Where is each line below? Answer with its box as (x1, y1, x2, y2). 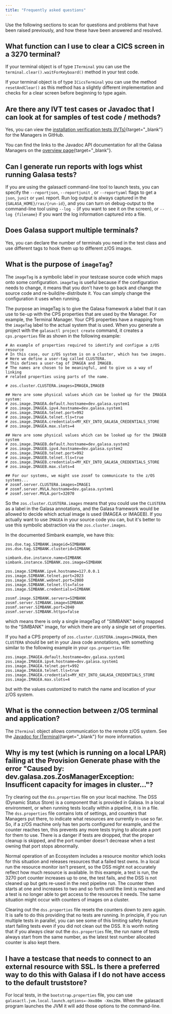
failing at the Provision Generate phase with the (5, 756, 161, 765)
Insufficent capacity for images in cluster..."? (5, 780, 154, 789)
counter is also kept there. (5, 940, 61, 946)
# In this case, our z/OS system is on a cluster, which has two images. (5, 351, 167, 357)
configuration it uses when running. (5, 295, 81, 302)
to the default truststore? (5, 978, 87, 987)
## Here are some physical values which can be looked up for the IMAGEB (5, 433, 167, 438)
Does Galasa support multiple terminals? (5, 226, 139, 235)
